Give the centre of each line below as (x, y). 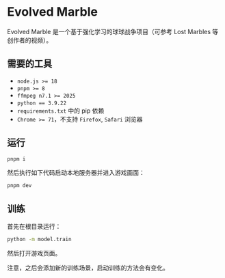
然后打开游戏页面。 (34, 253)
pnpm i (16, 159)
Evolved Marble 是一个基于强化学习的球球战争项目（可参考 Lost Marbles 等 (113, 31)
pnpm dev (19, 186)
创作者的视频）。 (30, 40)
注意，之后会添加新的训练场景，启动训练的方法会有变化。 (88, 268)
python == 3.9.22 (42, 103)
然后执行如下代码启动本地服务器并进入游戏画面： (76, 173)
